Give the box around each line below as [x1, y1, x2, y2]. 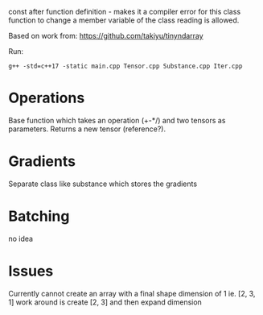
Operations [8, 89, 85, 107]
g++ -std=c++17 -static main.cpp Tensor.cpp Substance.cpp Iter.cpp [8, 62, 243, 70]
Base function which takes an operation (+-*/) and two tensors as [8, 115, 226, 125]
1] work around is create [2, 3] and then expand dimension [8, 297, 203, 307]
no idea [8, 234, 34, 243]
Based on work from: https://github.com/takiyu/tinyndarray [8, 31, 203, 40]
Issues [8, 262, 54, 280]
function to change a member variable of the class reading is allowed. [8, 15, 240, 25]
